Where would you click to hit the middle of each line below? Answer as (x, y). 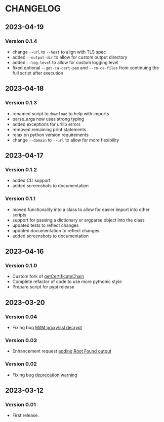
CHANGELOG (33, 9)
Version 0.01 (20, 404)
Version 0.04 (21, 317)
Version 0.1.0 (21, 265)
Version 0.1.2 (21, 169)
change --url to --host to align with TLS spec (59, 52)
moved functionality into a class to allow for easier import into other (81, 210)
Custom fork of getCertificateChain (48, 277)
